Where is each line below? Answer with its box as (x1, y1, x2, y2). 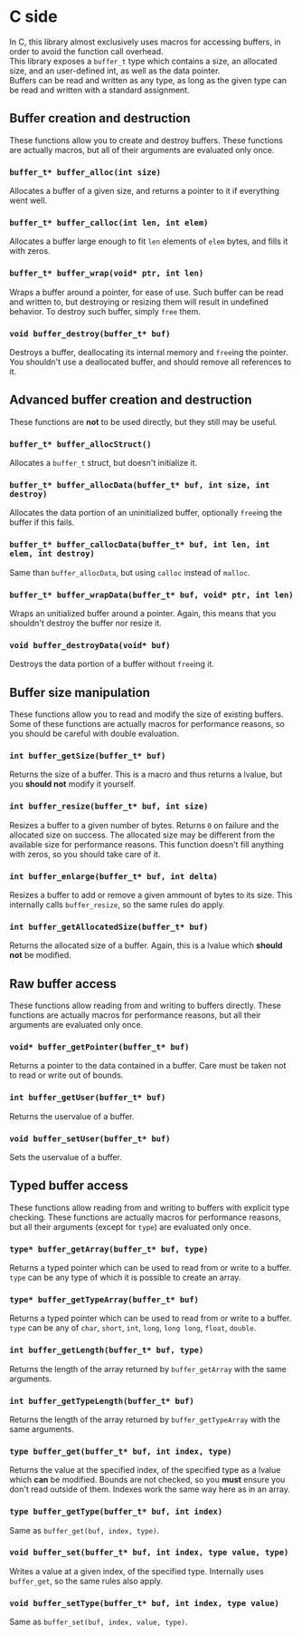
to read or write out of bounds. (9, 1070, 124, 1080)
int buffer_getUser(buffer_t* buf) (9, 1092, 166, 1103)
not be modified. (9, 950, 72, 961)
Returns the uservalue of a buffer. (9, 1110, 135, 1121)
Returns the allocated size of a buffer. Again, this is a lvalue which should (9, 940, 283, 951)
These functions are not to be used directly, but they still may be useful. (9, 416, 278, 427)
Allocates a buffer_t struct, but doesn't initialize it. (9, 458, 198, 469)
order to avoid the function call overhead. (9, 45, 165, 56)
